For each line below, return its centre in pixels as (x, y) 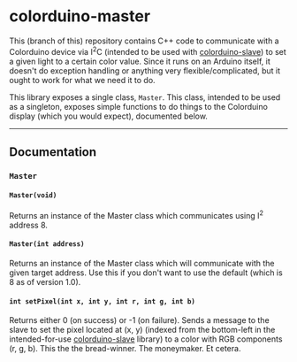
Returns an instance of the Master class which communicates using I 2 (136, 215)
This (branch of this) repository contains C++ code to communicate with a (145, 41)
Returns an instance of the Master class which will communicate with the (142, 263)
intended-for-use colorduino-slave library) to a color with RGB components (146, 339)
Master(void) (33, 195)
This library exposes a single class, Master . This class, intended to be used (145, 97)
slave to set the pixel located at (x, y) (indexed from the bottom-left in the (142, 330)
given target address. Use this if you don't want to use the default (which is (146, 273)
